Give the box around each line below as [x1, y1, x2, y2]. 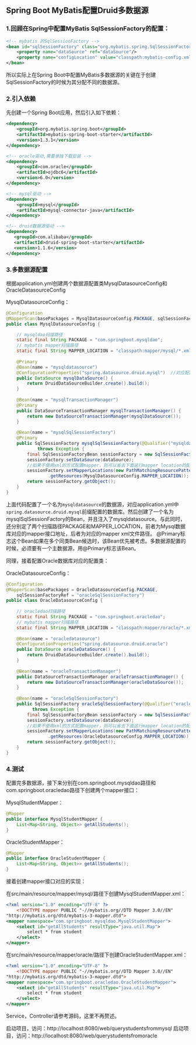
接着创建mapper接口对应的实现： [6, 878, 86, 885]
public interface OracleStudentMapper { [6, 855, 106, 862]
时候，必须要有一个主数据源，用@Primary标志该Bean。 [6, 544, 139, 551]
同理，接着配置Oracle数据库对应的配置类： [6, 557, 109, 564]
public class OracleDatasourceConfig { [6, 598, 103, 604]
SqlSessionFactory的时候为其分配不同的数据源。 [6, 78, 123, 86]
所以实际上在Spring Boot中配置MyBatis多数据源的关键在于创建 [6, 71, 156, 78]
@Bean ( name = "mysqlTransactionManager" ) [16, 397, 118, 403]
